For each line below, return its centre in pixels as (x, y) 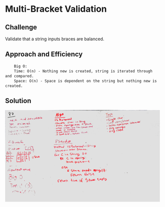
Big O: (21, 66)
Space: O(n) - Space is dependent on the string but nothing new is (85, 81)
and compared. (20, 76)
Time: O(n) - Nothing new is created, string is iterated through (83, 71)
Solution (18, 101)
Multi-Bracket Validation (56, 9)
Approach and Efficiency (44, 54)
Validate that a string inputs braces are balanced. (55, 39)
